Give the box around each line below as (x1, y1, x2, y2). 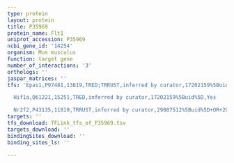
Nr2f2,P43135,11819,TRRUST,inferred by (13, 107, 130, 114)
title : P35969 (7, 23, 49, 30)
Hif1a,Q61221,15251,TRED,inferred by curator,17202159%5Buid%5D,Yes (13, 94, 217, 101)
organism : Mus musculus (7, 49, 77, 56)
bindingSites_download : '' (7, 132, 86, 139)
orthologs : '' (7, 68, 49, 75)
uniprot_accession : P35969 (7, 36, 86, 43)
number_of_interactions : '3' (7, 62, 92, 69)
